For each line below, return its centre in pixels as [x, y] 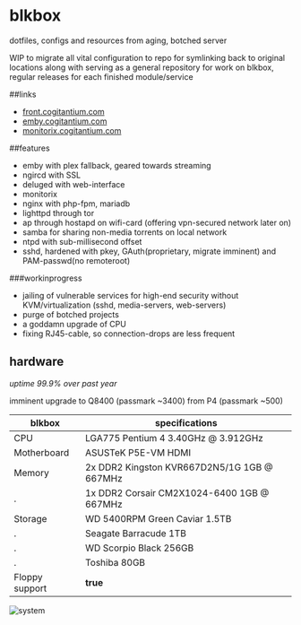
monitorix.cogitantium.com [72, 130]
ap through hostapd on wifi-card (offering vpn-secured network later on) [157, 222]
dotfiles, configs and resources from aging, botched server [118, 40]
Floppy [28, 577]
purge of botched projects [70, 314]
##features [30, 148]
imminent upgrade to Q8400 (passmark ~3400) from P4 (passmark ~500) [146, 401]
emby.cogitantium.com [64, 121]
